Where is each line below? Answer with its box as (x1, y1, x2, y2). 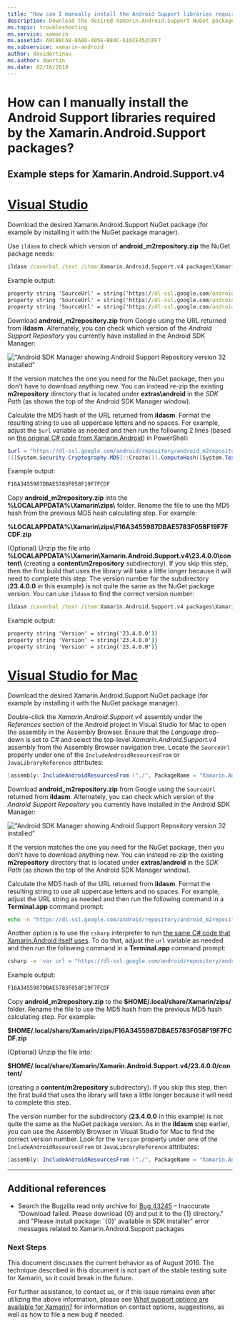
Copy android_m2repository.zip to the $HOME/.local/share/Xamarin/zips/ (7, 998, 231, 1006)
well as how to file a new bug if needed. (7, 1310, 125, 1319)
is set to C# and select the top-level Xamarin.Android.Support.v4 (25, 735, 216, 743)
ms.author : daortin (7, 57, 66, 64)
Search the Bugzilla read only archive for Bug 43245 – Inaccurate (17, 1201, 211, 1210)
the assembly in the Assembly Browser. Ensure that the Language (7, 728, 201, 736)
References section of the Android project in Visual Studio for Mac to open (7, 720, 226, 728)
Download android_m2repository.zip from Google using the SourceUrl (7, 785, 216, 793)
